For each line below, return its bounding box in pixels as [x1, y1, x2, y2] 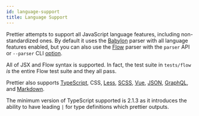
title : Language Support [6, 14, 68, 20]
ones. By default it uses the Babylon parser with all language [39, 37, 189, 44]
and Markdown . [6, 85, 45, 92]
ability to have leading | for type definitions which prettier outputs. [6, 103, 169, 110]
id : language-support [6, 8, 60, 15]
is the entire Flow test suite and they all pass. [6, 67, 117, 74]
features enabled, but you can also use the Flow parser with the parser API [6, 43, 190, 51]
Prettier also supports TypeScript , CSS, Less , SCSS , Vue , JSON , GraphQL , [6, 79, 189, 86]
